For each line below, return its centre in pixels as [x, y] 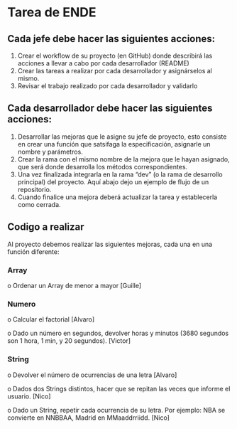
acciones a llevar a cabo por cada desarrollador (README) [103, 63]
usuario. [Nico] [29, 396]
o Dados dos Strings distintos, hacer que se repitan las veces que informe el [119, 388]
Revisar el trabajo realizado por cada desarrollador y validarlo [108, 86]
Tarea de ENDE [52, 12]
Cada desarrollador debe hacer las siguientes [110, 108]
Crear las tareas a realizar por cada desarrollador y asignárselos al [115, 71]
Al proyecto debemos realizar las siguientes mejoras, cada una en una [110, 244]
